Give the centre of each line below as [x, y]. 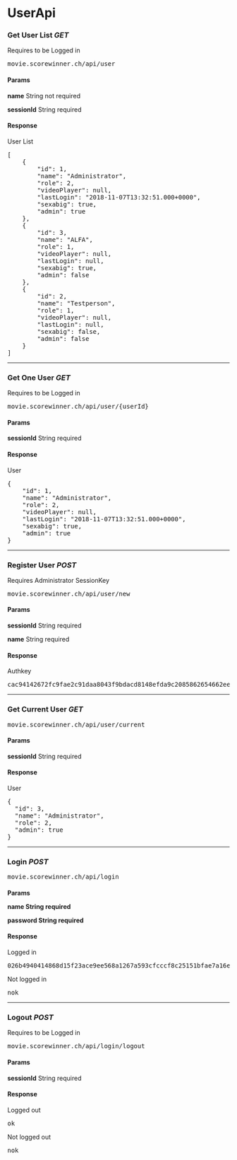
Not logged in [27, 979]
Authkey [19, 671]
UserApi [32, 13]
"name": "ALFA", [65, 239]
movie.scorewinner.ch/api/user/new [69, 593]
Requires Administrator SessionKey [59, 580]
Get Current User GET [45, 709]
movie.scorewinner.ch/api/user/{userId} [78, 407]
